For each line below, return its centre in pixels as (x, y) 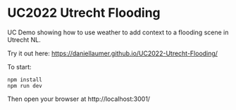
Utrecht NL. (24, 39)
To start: (19, 67)
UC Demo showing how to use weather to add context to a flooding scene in (118, 32)
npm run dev (25, 85)
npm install (25, 80)
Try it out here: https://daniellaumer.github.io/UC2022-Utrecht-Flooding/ (113, 53)
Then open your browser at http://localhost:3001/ (79, 99)
